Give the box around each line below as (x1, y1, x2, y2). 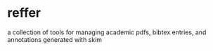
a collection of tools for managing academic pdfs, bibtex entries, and (7, 28, 207, 36)
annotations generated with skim (7, 35, 103, 43)
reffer (7, 5, 41, 21)
